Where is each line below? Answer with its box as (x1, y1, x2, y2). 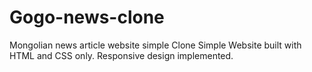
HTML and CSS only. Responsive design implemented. (9, 49, 234, 61)
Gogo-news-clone (9, 6, 165, 29)
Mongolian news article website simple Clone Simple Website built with (9, 39, 302, 51)
